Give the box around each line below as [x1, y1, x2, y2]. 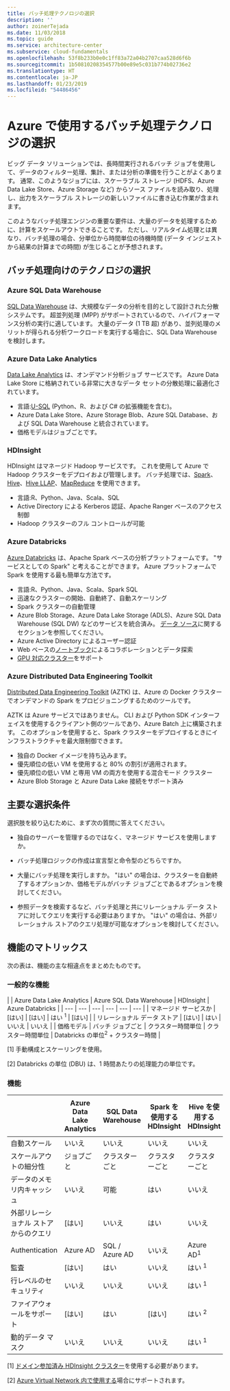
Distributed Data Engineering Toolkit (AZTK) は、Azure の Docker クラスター [7, 688, 222, 696]
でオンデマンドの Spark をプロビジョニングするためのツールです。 [7, 696, 195, 704]
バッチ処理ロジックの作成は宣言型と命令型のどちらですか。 [16, 856, 186, 865]
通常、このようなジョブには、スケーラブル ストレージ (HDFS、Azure [20, 176, 214, 185]
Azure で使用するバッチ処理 [7, 118, 166, 134]
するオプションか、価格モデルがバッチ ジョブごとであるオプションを [23, 879, 217, 887]
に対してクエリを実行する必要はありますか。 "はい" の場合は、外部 [23, 911, 212, 920]
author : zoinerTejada [7, 23, 69, 30]
